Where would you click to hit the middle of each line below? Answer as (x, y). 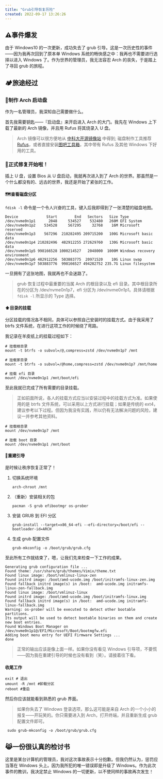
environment (17, 255)
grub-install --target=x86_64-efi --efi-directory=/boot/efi (75, 525)
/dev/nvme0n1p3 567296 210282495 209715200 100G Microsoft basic (79, 234)
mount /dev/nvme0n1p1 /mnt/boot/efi (42, 378)
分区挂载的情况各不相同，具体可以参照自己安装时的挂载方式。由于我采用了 (79, 319)
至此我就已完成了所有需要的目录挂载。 (43, 388)
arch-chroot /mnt (30, 487)
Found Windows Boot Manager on (37, 626)
